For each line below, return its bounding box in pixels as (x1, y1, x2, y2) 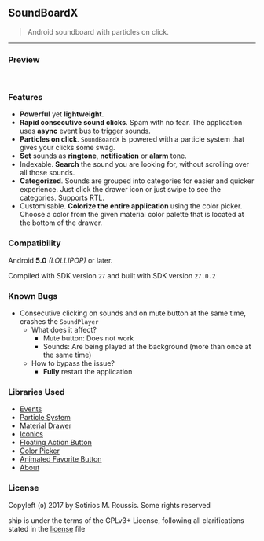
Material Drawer (19, 421, 72, 431)
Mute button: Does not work (42, 333, 134, 343)
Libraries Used (8, 386, 65, 397)
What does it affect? (31, 326, 97, 334)
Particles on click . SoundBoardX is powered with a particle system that (19, 134, 245, 144)
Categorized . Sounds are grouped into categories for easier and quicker (19, 176, 255, 186)
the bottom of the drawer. (19, 218, 103, 227)
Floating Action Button (19, 438, 92, 447)
